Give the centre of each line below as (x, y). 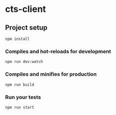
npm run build (20, 85)
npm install (17, 39)
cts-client (26, 9)
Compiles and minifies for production (51, 74)
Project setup (27, 28)
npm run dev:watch (24, 62)
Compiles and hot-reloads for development (58, 51)
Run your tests (23, 97)
